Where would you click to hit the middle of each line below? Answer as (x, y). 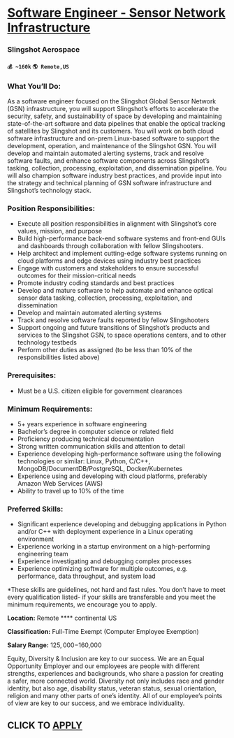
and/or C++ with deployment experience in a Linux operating (105, 532)
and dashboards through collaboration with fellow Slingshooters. (110, 246)
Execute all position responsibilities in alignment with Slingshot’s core (117, 224)
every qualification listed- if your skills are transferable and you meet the (112, 597)
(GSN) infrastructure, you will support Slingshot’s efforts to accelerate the (113, 109)
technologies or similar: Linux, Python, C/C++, (84, 461)
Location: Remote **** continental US (62, 618)
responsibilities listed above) (58, 357)
